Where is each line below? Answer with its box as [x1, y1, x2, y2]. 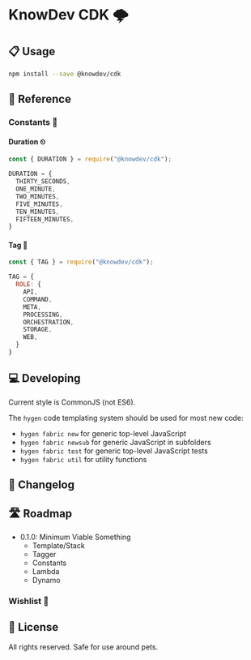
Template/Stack [32, 540, 85, 551]
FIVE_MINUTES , [15, 199, 63, 208]
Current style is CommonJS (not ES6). [8, 397, 136, 407]
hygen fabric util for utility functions [19, 454, 147, 464]
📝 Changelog [8, 478, 75, 492]
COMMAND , [23, 295, 53, 303]
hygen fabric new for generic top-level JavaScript [19, 428, 187, 438]
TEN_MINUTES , [15, 208, 60, 216]
